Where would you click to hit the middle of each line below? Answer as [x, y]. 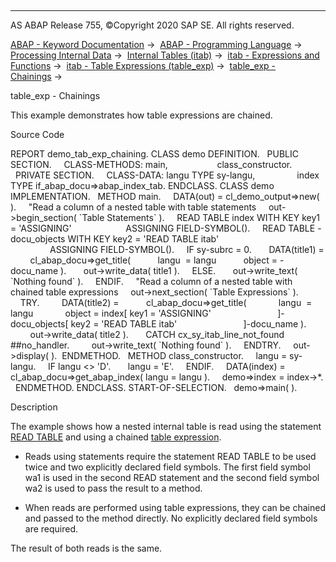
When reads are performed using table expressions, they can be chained [175, 507]
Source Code [37, 134]
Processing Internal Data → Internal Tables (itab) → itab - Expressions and [165, 55]
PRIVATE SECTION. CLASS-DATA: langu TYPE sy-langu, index [167, 175]
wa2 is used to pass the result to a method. [113, 488]
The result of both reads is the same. [86, 548]
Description [34, 407]
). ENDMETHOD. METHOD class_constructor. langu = [169, 355]
